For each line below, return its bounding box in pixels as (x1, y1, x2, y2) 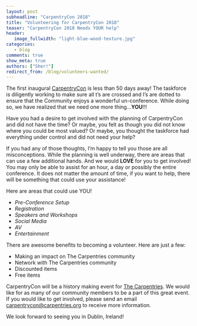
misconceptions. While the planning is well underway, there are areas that (6, 151, 185, 159)
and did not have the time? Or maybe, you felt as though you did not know (6, 121, 186, 128)
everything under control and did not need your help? (6, 133, 136, 141)
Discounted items (14, 265, 58, 273)
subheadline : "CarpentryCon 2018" (6, 14, 91, 20)
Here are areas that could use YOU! (6, 187, 92, 194)
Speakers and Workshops (14, 211, 78, 219)
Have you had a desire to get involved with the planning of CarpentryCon (6, 115, 183, 122)
